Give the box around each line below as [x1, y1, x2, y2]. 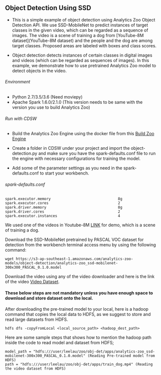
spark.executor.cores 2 [5, 201, 120, 206]
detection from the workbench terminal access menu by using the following [5, 242, 156, 248]
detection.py [12, 151, 37, 157]
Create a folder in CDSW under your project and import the [12, 145, 130, 151]
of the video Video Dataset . [5, 279, 60, 285]
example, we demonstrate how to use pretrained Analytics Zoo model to [12, 62, 157, 68]
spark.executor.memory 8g [5, 197, 123, 201]
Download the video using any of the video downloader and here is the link [5, 274, 155, 279]
